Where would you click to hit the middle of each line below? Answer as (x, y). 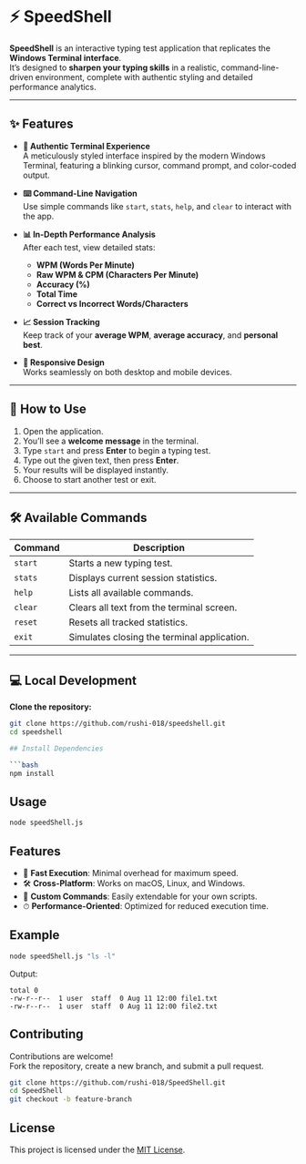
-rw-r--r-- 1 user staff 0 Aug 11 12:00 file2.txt (114, 1006)
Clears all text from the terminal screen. (153, 608)
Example (35, 935)
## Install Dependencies (56, 748)
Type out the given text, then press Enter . (101, 460)
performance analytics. (53, 87)
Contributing (46, 1034)
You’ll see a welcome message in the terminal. (110, 441)
